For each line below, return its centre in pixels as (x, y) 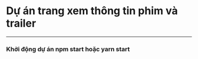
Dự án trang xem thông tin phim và (92, 11)
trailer (21, 23)
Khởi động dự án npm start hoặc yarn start (68, 49)
